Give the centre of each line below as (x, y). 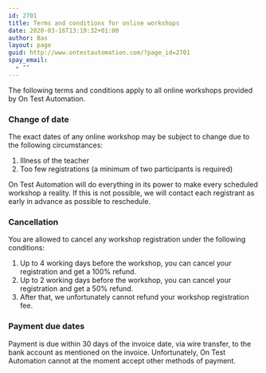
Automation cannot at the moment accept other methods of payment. (122, 360)
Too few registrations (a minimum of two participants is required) (126, 169)
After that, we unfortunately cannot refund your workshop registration (134, 297)
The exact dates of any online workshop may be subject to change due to (129, 137)
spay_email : (28, 61)
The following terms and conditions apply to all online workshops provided (131, 90)
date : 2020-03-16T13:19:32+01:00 (64, 30)
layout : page (30, 45)
